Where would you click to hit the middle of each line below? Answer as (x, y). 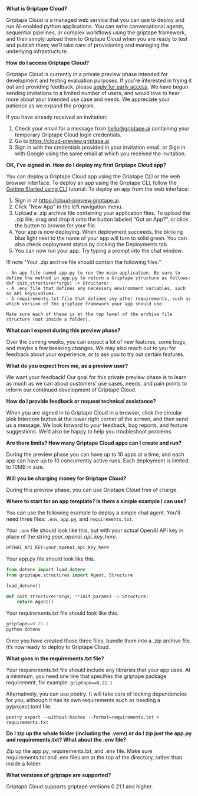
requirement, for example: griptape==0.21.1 (60, 682)
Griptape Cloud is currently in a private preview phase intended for (87, 74)
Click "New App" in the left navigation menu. (69, 207)
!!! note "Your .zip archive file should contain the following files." (84, 262)
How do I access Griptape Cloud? (48, 63)
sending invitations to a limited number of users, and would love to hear (93, 93)
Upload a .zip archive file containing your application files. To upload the (102, 213)
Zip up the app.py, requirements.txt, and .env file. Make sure (79, 751)
